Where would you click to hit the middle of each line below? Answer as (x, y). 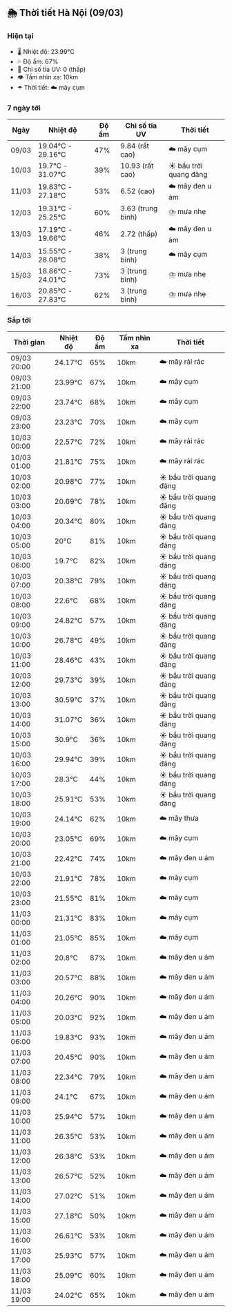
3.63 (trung (139, 208)
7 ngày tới (24, 108)
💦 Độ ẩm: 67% (38, 61)
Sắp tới (19, 320)
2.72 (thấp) (139, 234)
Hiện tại (20, 36)
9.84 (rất (135, 146)
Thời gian (29, 342)
